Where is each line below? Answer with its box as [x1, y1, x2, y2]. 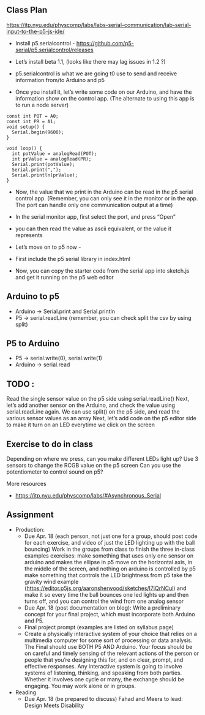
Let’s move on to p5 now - [15, 243, 81, 251]
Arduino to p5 [6, 291, 60, 302]
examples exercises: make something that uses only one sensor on [24, 551, 194, 559]
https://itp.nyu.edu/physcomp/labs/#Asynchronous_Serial [15, 492, 161, 499]
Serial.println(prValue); [12, 172, 78, 178]
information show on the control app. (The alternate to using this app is [15, 94, 195, 102]
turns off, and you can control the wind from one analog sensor [24, 597, 184, 605]
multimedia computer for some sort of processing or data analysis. [24, 637, 193, 644]
